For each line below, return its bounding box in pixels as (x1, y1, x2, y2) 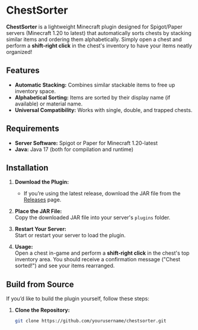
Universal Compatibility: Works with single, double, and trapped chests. (14, 106, 193, 113)
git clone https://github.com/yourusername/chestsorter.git (14, 318, 167, 324)
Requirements (6, 124, 59, 134)
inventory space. (14, 87, 56, 95)
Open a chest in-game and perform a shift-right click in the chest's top (14, 249, 190, 257)
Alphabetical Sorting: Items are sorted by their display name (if (14, 94, 171, 101)
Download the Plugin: (14, 178, 69, 185)
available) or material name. (14, 100, 83, 107)
